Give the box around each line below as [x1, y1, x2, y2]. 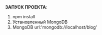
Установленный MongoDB [12, 19, 68, 25]
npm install [12, 14, 35, 19]
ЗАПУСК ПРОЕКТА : [5, 4, 47, 10]
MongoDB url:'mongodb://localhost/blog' [12, 24, 97, 30]
